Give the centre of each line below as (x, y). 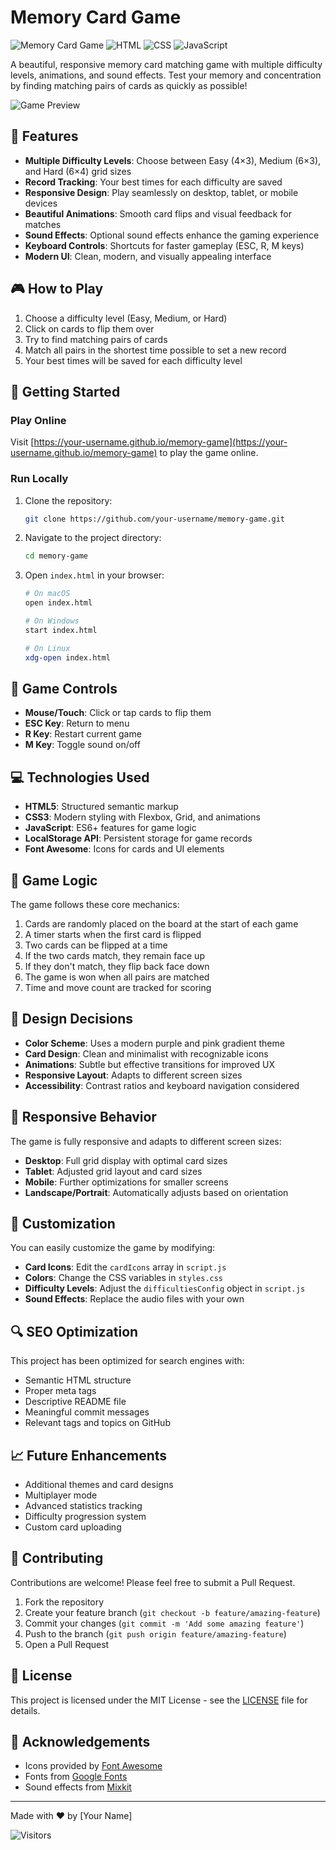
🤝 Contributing (57, 1558)
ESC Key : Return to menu (77, 723)
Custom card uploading (73, 1527)
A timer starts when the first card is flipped (113, 934)
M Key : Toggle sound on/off (82, 745)
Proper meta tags (60, 1391)
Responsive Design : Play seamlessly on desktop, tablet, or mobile (161, 192)
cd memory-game (56, 556)
